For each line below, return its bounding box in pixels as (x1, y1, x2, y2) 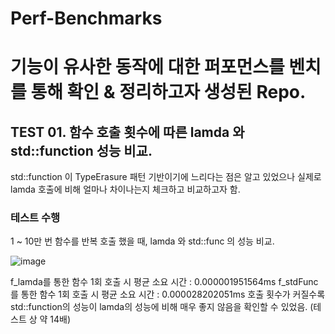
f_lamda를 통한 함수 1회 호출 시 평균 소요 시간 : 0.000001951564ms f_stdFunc (10, 276, 319, 288)
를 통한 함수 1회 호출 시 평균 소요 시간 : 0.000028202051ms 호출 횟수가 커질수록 (10, 288, 326, 301)
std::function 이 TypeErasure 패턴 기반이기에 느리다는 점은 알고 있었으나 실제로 (10, 171, 322, 183)
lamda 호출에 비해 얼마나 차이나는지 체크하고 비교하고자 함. (10, 183, 241, 196)
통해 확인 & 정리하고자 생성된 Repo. (30, 81, 307, 104)
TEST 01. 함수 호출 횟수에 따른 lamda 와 (10, 123, 245, 141)
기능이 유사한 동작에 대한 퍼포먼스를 (10, 56, 285, 79)
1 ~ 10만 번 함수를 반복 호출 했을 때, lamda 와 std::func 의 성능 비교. (10, 235, 275, 247)
